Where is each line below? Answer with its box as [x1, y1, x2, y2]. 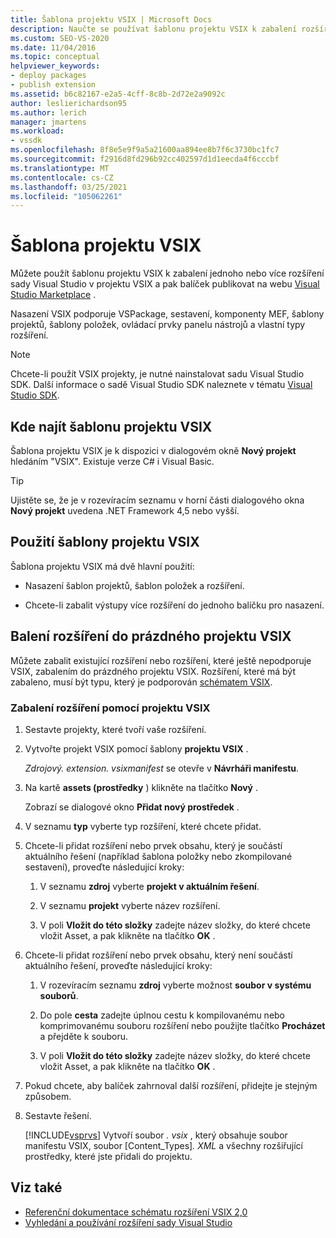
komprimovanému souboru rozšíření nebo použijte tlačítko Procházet [39, 1019, 326, 1031]
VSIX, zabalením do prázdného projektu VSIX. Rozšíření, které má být [10, 665, 296, 677]
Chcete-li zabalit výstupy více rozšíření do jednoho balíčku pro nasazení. [24, 599, 325, 611]
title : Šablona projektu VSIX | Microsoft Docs [10, 14, 213, 25]
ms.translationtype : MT [10, 163, 110, 173]
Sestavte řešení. [24, 1109, 92, 1121]
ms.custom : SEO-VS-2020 [10, 33, 110, 43]
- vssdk [10, 136, 43, 146]
